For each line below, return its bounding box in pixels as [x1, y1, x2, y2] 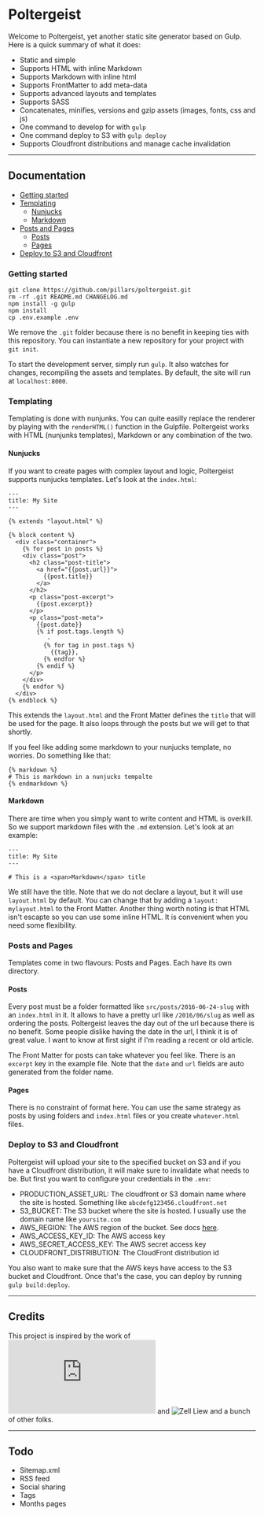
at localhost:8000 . [8, 376, 68, 386]
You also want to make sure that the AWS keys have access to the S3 [8, 1262, 233, 1273]
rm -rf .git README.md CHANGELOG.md [8, 293, 128, 301]
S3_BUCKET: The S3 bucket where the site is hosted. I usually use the [19, 1206, 247, 1215]
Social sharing [19, 1482, 66, 1492]
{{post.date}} [36, 621, 82, 628]
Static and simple [19, 55, 76, 65]
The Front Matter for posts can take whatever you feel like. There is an [8, 1051, 236, 1060]
